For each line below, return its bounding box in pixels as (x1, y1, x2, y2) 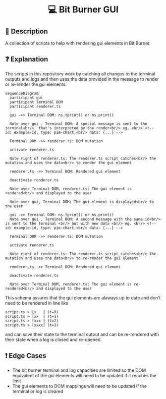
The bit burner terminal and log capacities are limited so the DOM (12, 367, 146, 373)
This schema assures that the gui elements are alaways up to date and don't (5, 294, 161, 300)
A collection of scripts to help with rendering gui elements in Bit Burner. (5, 40, 151, 46)
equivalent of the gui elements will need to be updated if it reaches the (12, 372, 157, 378)
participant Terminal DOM (9, 100, 63, 105)
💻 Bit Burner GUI (48, 4, 119, 15)
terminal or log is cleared (12, 388, 63, 394)
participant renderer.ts (9, 104, 61, 109)
